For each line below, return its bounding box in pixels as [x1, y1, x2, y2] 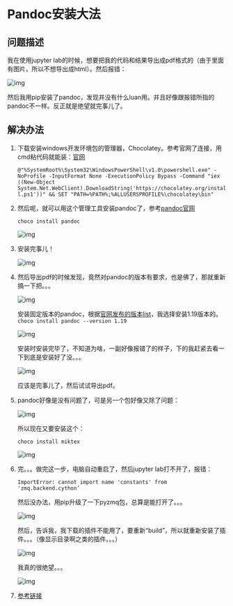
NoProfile [17, 172, 47, 180]
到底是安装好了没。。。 [23, 352, 85, 361]
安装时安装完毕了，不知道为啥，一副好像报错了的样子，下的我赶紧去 [17, 344, 213, 352]
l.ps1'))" [17, 191, 47, 198]
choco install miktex [17, 438, 80, 445]
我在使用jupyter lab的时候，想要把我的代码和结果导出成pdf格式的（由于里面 [7, 56, 225, 64]
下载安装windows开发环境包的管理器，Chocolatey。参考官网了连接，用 [17, 143, 223, 152]
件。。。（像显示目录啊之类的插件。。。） [17, 534, 122, 543]
